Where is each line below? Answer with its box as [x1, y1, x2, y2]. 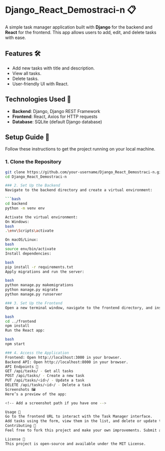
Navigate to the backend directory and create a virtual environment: [5, 188, 153, 193]
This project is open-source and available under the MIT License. [5, 441, 146, 446]
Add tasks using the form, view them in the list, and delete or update [5, 418, 157, 424]
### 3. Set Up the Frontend [5, 301, 63, 305]
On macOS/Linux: [5, 237, 38, 242]
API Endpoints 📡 [5, 364, 38, 369]
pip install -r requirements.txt [5, 264, 74, 269]
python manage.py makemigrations [5, 283, 74, 288]
